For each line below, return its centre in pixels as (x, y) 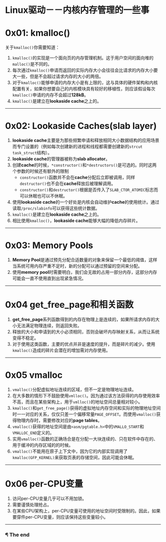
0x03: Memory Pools (49, 246)
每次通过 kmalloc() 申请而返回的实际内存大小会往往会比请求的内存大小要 (85, 70)
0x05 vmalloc (34, 375)
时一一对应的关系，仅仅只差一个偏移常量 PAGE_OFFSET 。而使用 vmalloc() (84, 414)
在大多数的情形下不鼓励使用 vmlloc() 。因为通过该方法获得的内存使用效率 (86, 395)
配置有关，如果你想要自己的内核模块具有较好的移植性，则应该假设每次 (84, 89)
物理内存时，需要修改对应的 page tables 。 (59, 420)
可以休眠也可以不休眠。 (43, 196)
